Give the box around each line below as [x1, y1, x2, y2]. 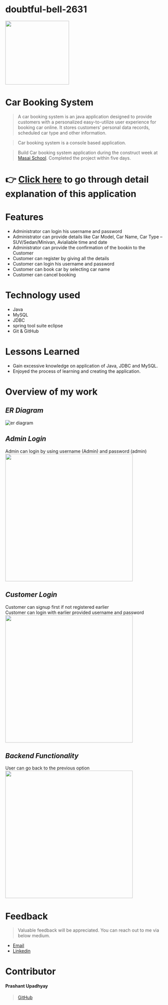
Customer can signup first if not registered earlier [5, 604, 109, 610]
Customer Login [5, 590, 58, 599]
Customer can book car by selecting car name [12, 266, 110, 272]
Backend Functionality [5, 751, 79, 760]
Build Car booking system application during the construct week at [17, 149, 158, 156]
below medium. [17, 933, 50, 939]
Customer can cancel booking [12, 272, 76, 277]
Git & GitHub [12, 328, 39, 334]
